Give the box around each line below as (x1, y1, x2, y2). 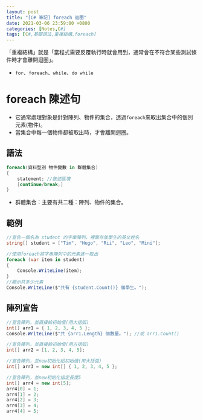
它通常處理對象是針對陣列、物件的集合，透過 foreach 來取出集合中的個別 (14, 114, 193, 121)
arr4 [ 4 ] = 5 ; (6, 409, 39, 415)
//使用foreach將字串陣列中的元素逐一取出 (6, 251, 98, 257)
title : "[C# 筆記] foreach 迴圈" (6, 15, 87, 21)
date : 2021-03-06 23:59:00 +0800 (6, 20, 91, 26)
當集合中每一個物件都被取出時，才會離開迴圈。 (14, 129, 132, 136)
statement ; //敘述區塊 (17, 176, 71, 182)
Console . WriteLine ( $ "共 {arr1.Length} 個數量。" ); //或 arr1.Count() (6, 331, 180, 337)
